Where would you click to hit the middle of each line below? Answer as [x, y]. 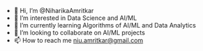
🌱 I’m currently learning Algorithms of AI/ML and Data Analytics [105, 25]
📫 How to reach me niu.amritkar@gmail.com [78, 40]
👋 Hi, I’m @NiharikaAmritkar [54, 11]
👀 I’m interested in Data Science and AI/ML [75, 18]
